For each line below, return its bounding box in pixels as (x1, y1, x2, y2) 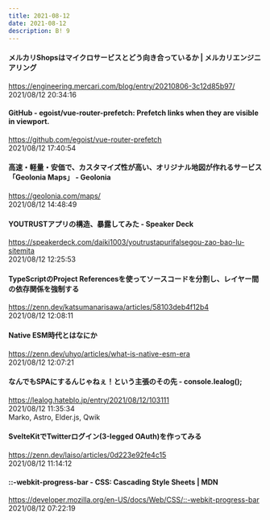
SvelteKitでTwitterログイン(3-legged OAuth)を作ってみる (8, 431, 202, 441)
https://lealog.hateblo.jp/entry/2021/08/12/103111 (8, 395, 169, 405)
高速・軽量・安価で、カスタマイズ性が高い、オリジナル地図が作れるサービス (8, 163, 263, 172)
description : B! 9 (8, 27, 70, 35)
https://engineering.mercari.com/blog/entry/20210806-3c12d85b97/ (8, 81, 235, 91)
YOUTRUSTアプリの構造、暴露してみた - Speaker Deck (8, 219, 194, 229)
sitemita (8, 246, 35, 256)
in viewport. (8, 117, 50, 126)
